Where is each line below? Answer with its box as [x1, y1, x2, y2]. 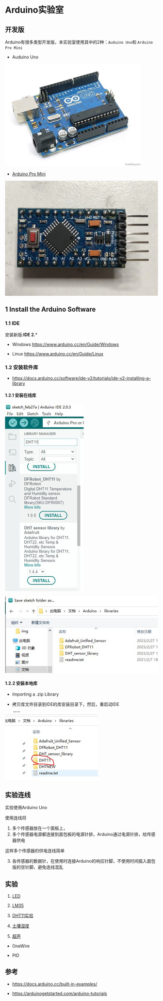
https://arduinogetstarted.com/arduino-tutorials [12, 990, 108, 996]
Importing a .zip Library [12, 691, 59, 697]
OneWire [12, 943, 30, 949]
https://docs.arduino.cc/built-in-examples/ [12, 981, 98, 987]
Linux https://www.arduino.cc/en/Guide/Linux [12, 351, 103, 357]
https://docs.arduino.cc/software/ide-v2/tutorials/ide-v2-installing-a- [12, 375, 151, 381]
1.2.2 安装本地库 [5, 680, 38, 686]
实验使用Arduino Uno [5, 805, 48, 811]
